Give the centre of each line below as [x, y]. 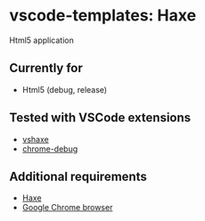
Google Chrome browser [67, 208]
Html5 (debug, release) [65, 89]
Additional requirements [78, 176]
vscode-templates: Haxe [103, 16]
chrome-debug [50, 149]
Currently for [46, 68]
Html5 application [41, 40]
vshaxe [35, 139]
